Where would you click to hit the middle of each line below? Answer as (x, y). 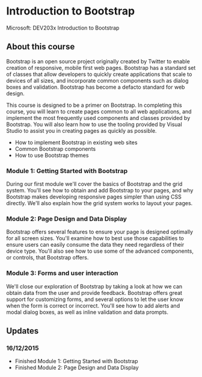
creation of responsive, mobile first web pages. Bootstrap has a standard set (101, 68)
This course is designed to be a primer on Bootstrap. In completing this (94, 105)
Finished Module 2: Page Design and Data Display (77, 368)
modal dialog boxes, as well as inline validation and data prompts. (87, 312)
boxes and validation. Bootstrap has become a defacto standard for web (96, 87)
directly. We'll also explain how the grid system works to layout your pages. (99, 203)
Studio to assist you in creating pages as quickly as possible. (82, 130)
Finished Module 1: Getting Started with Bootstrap (76, 361)
